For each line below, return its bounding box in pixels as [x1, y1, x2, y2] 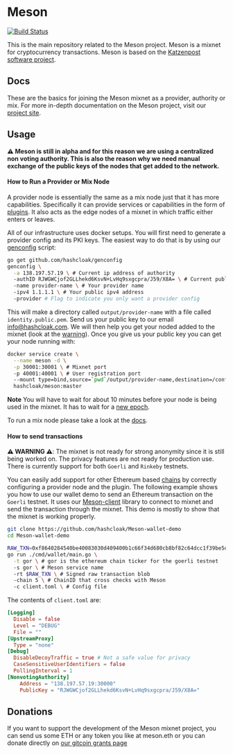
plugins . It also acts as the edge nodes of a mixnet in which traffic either [7, 207, 214, 216]
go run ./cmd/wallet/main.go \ [7, 551, 98, 558]
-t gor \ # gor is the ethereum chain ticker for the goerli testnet [13, 557, 218, 565]
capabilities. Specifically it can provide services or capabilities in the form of [7, 200, 225, 209]
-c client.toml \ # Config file [13, 584, 107, 590]
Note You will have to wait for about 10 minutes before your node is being [7, 396, 217, 404]
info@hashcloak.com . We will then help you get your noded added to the [7, 322, 215, 331]
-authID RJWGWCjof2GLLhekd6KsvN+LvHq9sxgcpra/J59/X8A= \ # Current [13, 276, 213, 283]
